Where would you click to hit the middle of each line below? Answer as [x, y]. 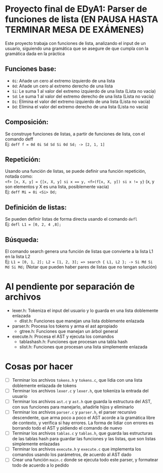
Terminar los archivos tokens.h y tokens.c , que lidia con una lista [77, 380]
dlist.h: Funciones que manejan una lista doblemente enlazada [82, 321]
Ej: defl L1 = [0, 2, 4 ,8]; [33, 224]
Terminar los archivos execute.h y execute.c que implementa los [76, 449]
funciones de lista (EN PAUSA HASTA [82, 19]
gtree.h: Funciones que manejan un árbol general [69, 331]
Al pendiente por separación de [70, 287]
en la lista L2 [18, 257]
